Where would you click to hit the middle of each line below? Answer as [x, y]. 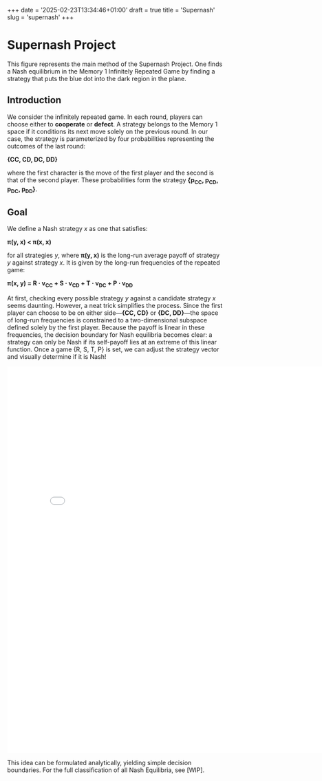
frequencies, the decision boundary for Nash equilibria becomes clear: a [110, 334]
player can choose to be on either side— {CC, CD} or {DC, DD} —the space [113, 313]
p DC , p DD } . [22, 190]
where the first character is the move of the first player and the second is [111, 173]
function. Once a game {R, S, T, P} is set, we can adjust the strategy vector [113, 349]
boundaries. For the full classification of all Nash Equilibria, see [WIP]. [106, 770]
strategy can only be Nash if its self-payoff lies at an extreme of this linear [112, 342]
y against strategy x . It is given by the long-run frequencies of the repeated [114, 263]
